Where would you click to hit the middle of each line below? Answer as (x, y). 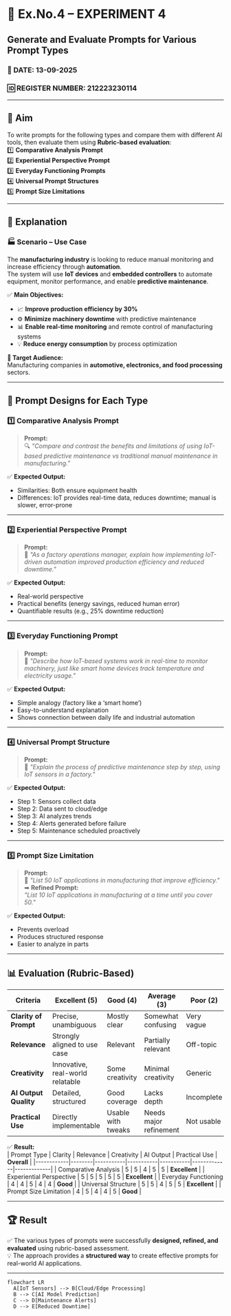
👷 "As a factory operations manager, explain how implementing (114, 555)
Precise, (66, 1016)
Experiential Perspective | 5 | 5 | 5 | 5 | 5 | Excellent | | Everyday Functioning (115, 1176)
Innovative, (70, 1064)
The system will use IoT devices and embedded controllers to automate (110, 274)
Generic (199, 1073)
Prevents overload (43, 929)
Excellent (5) (76, 1000)
